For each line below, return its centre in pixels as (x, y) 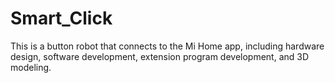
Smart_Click (61, 18)
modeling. (31, 67)
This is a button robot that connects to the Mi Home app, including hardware (167, 46)
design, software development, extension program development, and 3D (160, 56)
